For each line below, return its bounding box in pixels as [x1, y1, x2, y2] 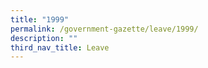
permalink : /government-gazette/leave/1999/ [10, 24, 199, 34]
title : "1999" [10, 14, 70, 25]
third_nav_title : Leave [10, 42, 110, 53]
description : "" [10, 33, 78, 43]
